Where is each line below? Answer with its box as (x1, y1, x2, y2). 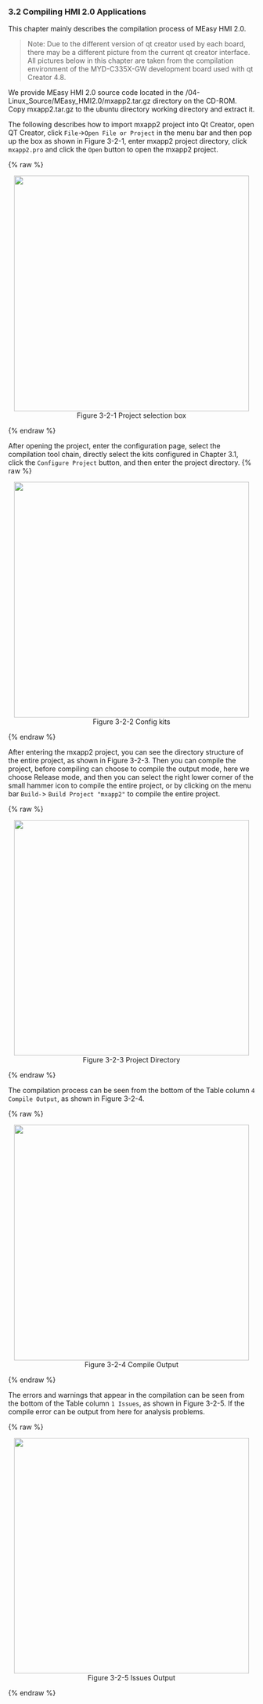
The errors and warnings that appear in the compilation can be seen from (8, 1391, 245, 1400)
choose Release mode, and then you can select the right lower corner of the (8, 773, 254, 782)
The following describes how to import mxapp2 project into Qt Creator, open (8, 120, 254, 130)
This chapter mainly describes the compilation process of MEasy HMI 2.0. (8, 24, 247, 34)
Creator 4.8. (27, 73, 67, 82)
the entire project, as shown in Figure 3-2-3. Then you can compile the (8, 756, 236, 766)
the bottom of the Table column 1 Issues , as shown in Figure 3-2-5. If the (8, 1399, 245, 1408)
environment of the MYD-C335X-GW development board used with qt (27, 64, 254, 74)
